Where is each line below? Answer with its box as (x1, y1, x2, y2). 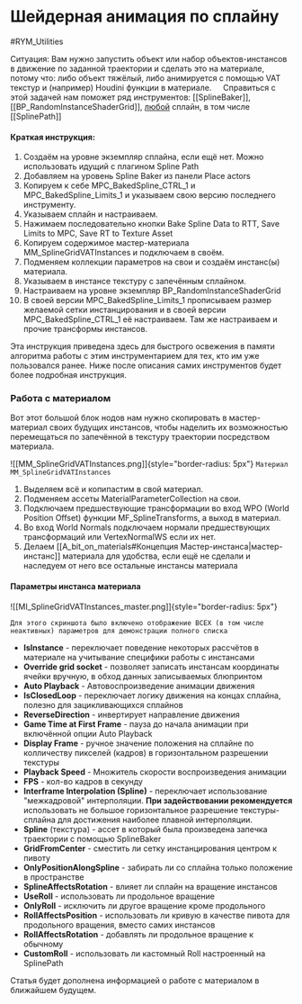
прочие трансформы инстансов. (22, 324, 147, 335)
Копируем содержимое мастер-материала (22, 238, 190, 248)
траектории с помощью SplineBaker (22, 833, 162, 844)
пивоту (22, 852, 51, 863)
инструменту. (22, 200, 76, 211)
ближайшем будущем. (10, 984, 97, 995)
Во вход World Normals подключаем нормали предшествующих (22, 522, 271, 533)
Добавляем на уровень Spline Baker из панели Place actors (22, 171, 251, 182)
